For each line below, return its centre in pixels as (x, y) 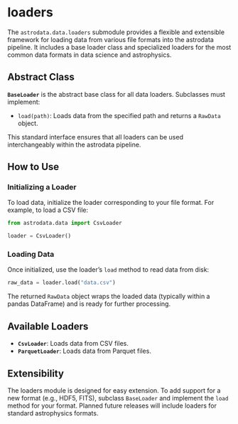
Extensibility (36, 373)
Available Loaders (48, 326)
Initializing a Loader (42, 187)
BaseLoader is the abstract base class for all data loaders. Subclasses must (117, 94)
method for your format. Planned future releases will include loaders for (112, 406)
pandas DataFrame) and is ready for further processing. (89, 304)
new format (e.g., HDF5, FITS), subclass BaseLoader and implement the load (118, 398)
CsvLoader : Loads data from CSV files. (73, 344)
